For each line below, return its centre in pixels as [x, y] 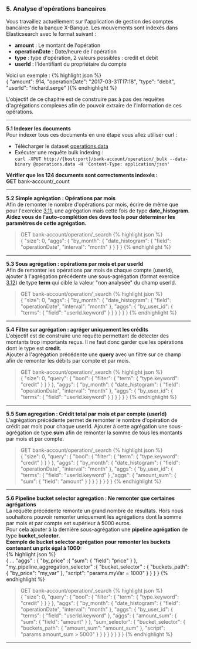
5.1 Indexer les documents [39, 129]
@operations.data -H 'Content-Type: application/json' [101, 164]
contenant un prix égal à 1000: [44, 548]
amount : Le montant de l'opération [57, 45]
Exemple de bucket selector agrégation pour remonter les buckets [89, 542]
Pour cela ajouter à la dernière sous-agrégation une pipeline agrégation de [97, 529]
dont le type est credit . [34, 349]
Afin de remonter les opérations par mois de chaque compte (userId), [90, 270]
